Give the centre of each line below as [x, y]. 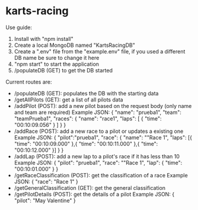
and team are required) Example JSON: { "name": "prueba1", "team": [98, 112]
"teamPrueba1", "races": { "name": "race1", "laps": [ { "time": [88, 118]
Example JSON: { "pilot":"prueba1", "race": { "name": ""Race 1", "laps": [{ [103, 137]
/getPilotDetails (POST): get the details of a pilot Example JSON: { [94, 194]
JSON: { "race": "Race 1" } [46, 182]
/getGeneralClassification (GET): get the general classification [90, 187]
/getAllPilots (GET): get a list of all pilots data [68, 100]
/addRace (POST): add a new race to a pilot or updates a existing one [99, 131]
